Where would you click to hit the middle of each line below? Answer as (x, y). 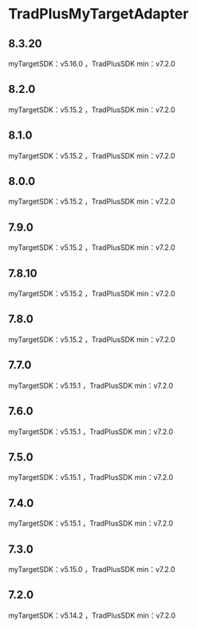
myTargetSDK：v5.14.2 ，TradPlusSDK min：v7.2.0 (92, 615)
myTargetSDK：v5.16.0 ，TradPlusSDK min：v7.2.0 (92, 64)
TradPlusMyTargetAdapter (98, 14)
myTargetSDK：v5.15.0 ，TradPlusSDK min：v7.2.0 (92, 569)
